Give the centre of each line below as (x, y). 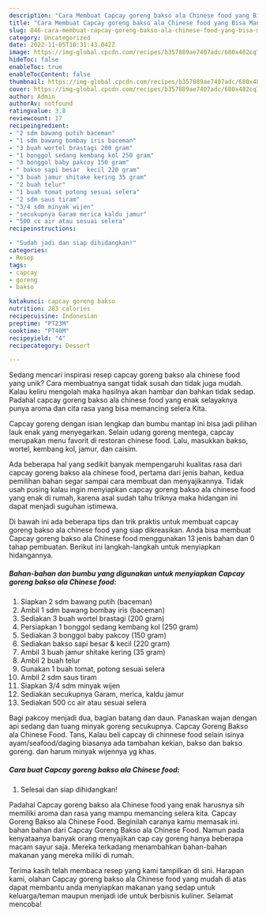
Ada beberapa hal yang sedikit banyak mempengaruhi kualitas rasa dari (126, 464)
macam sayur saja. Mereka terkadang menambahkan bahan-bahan (118, 847)
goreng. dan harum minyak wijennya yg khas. (83, 751)
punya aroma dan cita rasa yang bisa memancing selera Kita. (108, 409)
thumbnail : (27, 81)
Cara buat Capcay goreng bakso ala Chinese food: (94, 769)
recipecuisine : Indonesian (53, 316)
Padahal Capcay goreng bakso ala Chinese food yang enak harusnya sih (127, 805)
